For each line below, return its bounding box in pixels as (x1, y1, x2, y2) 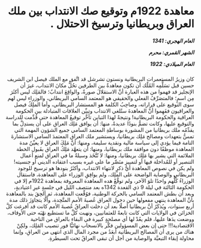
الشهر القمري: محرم (148, 49, 194, 56)
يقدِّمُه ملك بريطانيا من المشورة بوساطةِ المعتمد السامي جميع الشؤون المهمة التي (14, 126, 194, 134)
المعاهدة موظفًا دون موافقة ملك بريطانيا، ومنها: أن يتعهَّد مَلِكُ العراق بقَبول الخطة (16, 146, 194, 153)
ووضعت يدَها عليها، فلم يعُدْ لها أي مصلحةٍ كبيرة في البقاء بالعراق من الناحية (30, 216, 194, 223)
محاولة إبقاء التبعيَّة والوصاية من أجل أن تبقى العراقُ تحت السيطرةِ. (47, 235, 194, 242)
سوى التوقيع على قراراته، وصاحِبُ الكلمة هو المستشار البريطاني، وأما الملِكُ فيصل (14, 101, 194, 108)
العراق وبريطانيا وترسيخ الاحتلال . (50, 17, 194, 31)
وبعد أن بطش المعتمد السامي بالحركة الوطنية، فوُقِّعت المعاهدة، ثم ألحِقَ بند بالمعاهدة (6, 190, 194, 197)
